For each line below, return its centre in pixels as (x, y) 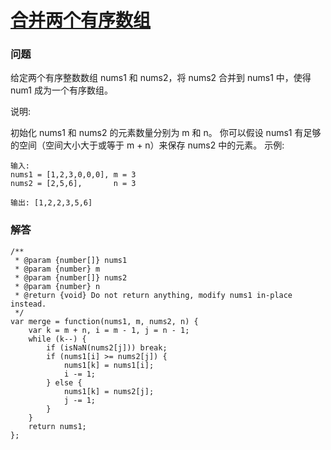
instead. (28, 304)
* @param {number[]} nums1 (71, 260)
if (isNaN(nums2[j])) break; (107, 347)
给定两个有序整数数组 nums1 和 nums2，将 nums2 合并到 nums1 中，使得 (161, 78)
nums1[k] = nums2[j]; (109, 391)
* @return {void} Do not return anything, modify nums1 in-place (153, 295)
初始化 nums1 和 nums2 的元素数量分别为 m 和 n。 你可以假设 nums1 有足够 (166, 133)
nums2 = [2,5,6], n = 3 (73, 184)
